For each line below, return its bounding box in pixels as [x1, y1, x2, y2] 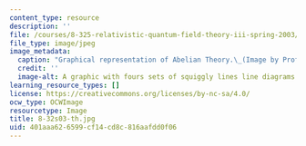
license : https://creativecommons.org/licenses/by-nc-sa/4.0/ [9, 89, 250, 98]
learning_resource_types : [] [9, 81, 120, 90]
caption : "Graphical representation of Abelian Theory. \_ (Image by [17, 55, 280, 64]
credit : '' [17, 64, 59, 73]
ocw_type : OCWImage [9, 97, 84, 107]
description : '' [9, 22, 71, 31]
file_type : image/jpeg [9, 38, 96, 48]
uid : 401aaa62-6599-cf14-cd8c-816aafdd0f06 [9, 123, 178, 132]
